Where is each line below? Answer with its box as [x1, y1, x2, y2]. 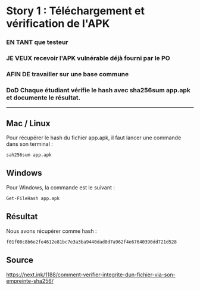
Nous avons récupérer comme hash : [6, 227, 97, 235]
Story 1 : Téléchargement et [6, 4, 145, 18]
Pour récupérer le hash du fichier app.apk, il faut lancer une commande [6, 134, 182, 141]
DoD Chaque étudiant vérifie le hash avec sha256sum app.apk [6, 86, 190, 94]
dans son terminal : [6, 141, 54, 148]
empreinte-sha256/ [6, 277, 54, 284]
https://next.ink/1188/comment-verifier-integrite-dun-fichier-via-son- [6, 271, 176, 278]
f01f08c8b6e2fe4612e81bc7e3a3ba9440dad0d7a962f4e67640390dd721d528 [6, 239, 177, 245]
